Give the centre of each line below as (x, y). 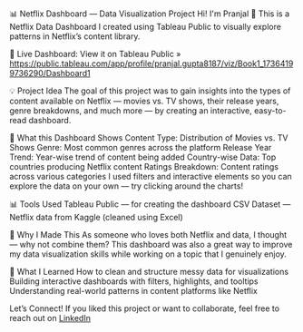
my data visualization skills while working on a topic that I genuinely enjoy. (148, 254)
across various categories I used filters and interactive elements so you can (151, 176)
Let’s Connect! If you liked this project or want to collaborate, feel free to (144, 308)
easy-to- (270, 111)
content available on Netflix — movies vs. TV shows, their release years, (144, 101)
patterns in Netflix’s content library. (75, 36)
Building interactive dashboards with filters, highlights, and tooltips (134, 281)
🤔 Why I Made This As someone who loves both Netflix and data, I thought (148, 234)
